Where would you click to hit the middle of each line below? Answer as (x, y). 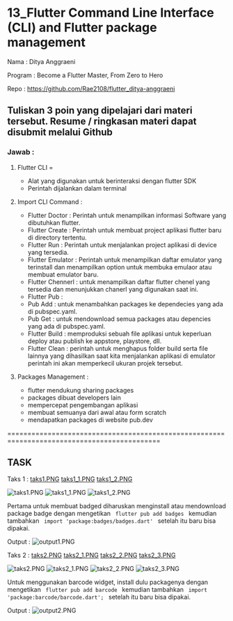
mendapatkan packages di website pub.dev (90, 420)
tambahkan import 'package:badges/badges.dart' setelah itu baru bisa (112, 521)
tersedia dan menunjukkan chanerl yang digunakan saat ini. (113, 289)
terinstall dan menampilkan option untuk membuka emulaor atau (120, 267)
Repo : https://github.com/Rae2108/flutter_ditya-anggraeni (91, 88)
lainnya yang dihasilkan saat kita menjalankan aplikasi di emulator (121, 356)
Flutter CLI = (35, 167)
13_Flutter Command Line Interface (111, 13)
